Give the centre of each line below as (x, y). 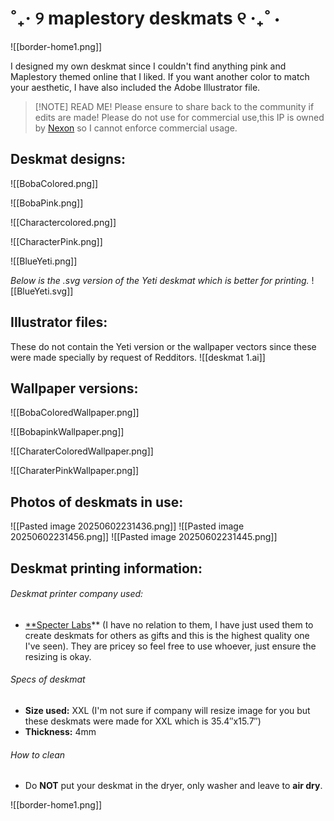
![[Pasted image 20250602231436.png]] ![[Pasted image (127, 526)
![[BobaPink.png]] (47, 203)
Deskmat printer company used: (77, 594)
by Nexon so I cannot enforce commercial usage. (136, 128)
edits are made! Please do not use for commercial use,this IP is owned (179, 117)
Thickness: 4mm (60, 731)
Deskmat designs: (68, 159)
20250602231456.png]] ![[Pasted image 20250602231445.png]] (144, 537)
